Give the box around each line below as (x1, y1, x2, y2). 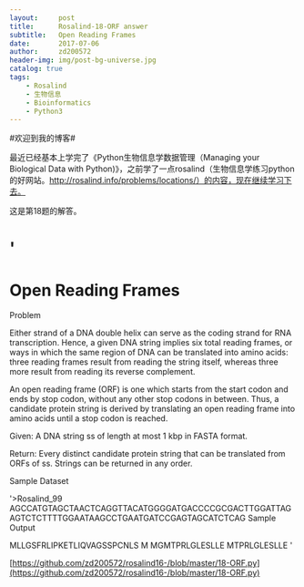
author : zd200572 (9, 47, 92, 57)
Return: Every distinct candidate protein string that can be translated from (9, 448, 286, 459)
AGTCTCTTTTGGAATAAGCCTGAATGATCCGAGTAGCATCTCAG (9, 512, 246, 524)
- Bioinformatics (25, 98, 92, 108)
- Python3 (25, 107, 64, 116)
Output (9, 522, 35, 533)
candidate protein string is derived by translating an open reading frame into (9, 403, 296, 415)
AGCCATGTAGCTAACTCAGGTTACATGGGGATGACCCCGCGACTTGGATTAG (9, 503, 292, 514)
